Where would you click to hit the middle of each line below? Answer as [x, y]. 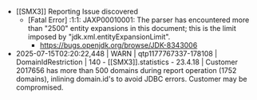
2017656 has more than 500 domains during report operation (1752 [126, 70]
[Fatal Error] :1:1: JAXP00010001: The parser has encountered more [138, 20]
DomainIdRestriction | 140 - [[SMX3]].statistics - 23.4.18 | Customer [127, 62]
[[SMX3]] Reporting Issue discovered [77, 12]
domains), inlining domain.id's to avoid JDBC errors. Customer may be [131, 79]
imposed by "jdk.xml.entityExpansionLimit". [99, 37]
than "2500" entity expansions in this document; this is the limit [132, 28]
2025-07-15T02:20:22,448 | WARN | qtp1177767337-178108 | [117, 54]
